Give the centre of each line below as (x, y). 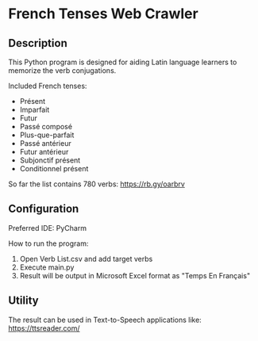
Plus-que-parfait (47, 135)
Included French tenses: (48, 86)
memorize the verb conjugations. (62, 71)
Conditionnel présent (54, 169)
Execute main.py (47, 267)
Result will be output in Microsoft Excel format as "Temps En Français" (135, 275)
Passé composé (46, 126)
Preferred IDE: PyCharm (48, 228)
